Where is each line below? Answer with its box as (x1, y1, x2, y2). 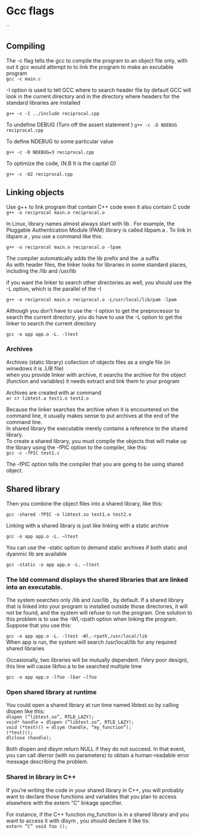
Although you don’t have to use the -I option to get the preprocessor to (6, 307, 180, 314)
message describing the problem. (6, 758, 89, 765)
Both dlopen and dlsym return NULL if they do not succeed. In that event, (6, 746, 186, 753)
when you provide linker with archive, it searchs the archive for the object (6, 371, 186, 378)
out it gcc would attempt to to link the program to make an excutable (6, 63, 174, 70)
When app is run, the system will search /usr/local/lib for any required (6, 638, 177, 646)
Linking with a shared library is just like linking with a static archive (6, 522, 169, 529)
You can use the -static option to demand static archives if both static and (6, 544, 187, 551)
